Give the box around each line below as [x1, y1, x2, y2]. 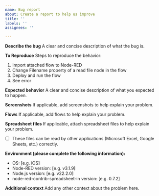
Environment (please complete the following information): [5, 150, 126, 157]
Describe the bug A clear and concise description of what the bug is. [5, 43, 145, 49]
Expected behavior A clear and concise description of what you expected [5, 87, 155, 93]
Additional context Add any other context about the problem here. [5, 185, 139, 191]
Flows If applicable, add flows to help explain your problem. [5, 111, 126, 118]
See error [12, 78, 32, 84]
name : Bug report [5, 7, 41, 12]
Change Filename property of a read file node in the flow [12, 67, 127, 73]
